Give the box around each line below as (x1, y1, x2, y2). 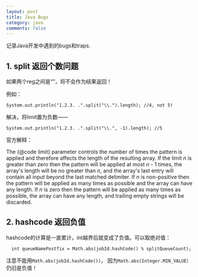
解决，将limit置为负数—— (6, 114, 69, 121)
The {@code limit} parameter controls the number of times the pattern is (6, 149, 183, 156)
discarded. (6, 199, 33, 206)
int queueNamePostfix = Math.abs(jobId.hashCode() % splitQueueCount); (11, 246, 192, 252)
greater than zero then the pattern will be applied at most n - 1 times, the (6, 161, 182, 168)
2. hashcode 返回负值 (6, 217, 86, 227)
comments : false (6, 25, 46, 31)
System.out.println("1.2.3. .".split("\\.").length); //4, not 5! (6, 102, 173, 108)
